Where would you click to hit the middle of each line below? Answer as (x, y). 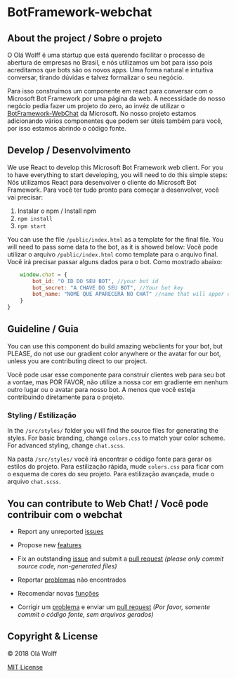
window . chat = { (44, 275)
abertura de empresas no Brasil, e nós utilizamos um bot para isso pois (110, 63)
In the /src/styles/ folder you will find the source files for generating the (113, 431)
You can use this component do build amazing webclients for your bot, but (115, 346)
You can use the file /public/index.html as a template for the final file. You (115, 239)
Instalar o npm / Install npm (57, 211)
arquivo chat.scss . (34, 481)
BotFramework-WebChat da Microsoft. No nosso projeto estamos (102, 113)
